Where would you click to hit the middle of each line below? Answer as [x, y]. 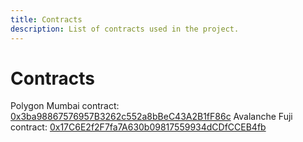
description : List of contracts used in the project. [125, 29]
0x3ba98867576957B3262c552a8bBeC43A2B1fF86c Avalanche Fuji [151, 117]
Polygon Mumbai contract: [65, 106]
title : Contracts [46, 19]
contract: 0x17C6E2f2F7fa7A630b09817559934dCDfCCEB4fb [138, 127]
